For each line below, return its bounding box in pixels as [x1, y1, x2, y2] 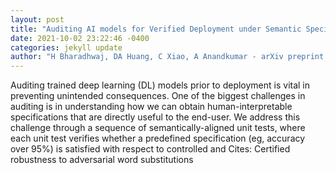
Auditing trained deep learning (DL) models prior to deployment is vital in [10, 79, 311, 91]
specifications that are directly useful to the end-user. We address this [10, 111, 301, 123]
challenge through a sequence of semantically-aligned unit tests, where [10, 122, 306, 134]
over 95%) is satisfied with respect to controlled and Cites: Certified [10, 143, 291, 155]
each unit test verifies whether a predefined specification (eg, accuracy [10, 132, 306, 145]
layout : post [10, 14, 65, 25]
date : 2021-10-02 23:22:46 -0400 [10, 33, 150, 43]
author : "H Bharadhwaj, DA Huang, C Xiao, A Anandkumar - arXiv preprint [10, 52, 325, 62]
